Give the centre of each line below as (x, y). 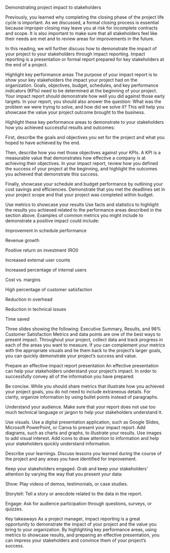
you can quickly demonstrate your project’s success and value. (71, 356)
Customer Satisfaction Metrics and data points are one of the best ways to (83, 334)
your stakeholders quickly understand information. (58, 444)
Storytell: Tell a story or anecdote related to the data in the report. (74, 494)
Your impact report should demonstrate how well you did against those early (85, 96)
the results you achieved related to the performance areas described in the (83, 210)
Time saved (18, 319)
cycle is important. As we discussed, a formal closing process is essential (82, 23)
